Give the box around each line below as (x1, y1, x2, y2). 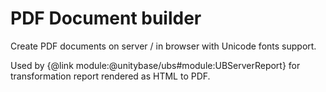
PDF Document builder (10, 7, 202, 30)
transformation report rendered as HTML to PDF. (10, 70, 211, 82)
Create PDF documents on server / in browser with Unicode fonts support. (10, 40, 317, 52)
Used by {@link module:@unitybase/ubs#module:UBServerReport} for (10, 59, 301, 71)
